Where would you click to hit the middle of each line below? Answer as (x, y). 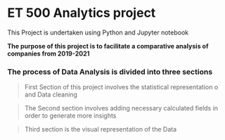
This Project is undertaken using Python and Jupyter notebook (98, 32)
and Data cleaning (51, 95)
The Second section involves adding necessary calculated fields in (121, 108)
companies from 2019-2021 (49, 53)
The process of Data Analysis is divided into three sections (110, 72)
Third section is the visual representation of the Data (101, 129)
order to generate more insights (70, 116)
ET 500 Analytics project (82, 13)
